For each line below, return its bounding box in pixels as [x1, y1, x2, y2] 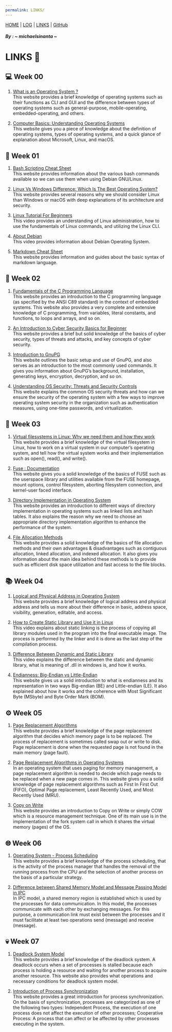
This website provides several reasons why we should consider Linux [12, 191, 160, 198]
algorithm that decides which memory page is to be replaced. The [12, 733, 152, 739]
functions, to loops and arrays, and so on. [12, 315, 101, 321]
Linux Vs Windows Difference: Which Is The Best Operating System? [12, 186, 158, 192]
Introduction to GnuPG [12, 351, 61, 357]
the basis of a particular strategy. [12, 874, 83, 881]
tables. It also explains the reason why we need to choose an [12, 513, 142, 519]
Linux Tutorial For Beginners [12, 212, 73, 219]
